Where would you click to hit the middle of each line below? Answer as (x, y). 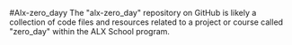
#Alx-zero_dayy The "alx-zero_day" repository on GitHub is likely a (133, 13)
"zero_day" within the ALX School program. (90, 31)
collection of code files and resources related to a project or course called (146, 22)
